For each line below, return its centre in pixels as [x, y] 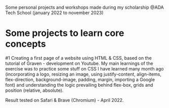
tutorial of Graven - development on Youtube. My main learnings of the [79, 63]
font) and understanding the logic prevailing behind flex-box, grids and [79, 85]
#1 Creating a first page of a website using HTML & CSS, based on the [79, 58]
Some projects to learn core [65, 33]
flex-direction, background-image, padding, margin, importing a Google [80, 79]
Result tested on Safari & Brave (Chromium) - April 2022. [65, 100]
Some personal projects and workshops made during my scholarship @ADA [84, 7]
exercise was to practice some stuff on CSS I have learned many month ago [84, 68]
